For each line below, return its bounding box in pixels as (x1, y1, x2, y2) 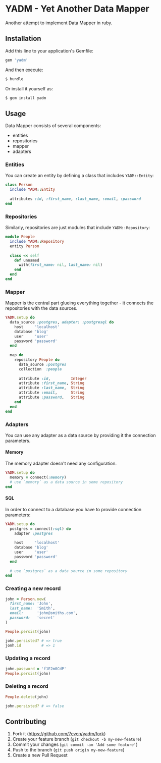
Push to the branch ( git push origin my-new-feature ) (12, 747, 125, 753)
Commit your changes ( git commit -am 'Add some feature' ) (12, 741, 138, 747)
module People (5, 234, 35, 240)
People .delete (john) (5, 694, 49, 699)
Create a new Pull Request (12, 752, 68, 758)
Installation (5, 34, 41, 43)
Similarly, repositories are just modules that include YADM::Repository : (5, 225, 150, 231)
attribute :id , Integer (18, 376, 87, 381)
